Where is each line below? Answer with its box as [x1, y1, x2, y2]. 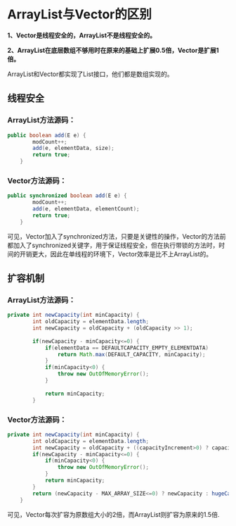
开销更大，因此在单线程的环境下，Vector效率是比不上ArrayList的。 [19, 249, 213, 258]
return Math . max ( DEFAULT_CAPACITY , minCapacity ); [57, 351, 206, 358]
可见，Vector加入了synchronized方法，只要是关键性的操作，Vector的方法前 [7, 232, 226, 240]
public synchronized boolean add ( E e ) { [7, 192, 128, 199]
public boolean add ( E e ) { [7, 132, 86, 139]
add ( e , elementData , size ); [32, 145, 114, 152]
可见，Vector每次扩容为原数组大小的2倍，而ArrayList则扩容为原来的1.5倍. [7, 510, 220, 518]
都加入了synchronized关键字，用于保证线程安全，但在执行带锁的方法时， [7, 241, 219, 249]
